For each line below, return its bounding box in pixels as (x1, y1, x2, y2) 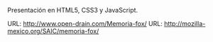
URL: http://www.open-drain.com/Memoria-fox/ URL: (7, 20, 163, 27)
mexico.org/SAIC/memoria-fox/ (7, 27, 99, 35)
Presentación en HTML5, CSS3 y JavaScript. (7, 6, 138, 14)
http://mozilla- (164, 20, 206, 27)
